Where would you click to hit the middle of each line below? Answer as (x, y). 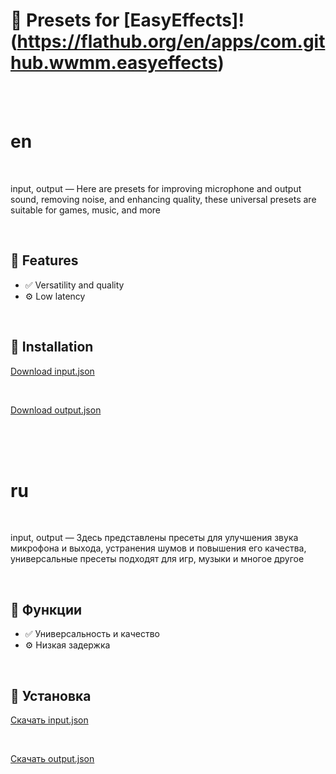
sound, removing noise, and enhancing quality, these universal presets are (163, 199)
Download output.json (56, 410)
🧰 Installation (52, 347)
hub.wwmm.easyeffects (114, 63)
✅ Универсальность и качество (92, 634)
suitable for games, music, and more (86, 210)
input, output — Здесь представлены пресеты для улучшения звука (154, 538)
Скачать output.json (52, 759)
